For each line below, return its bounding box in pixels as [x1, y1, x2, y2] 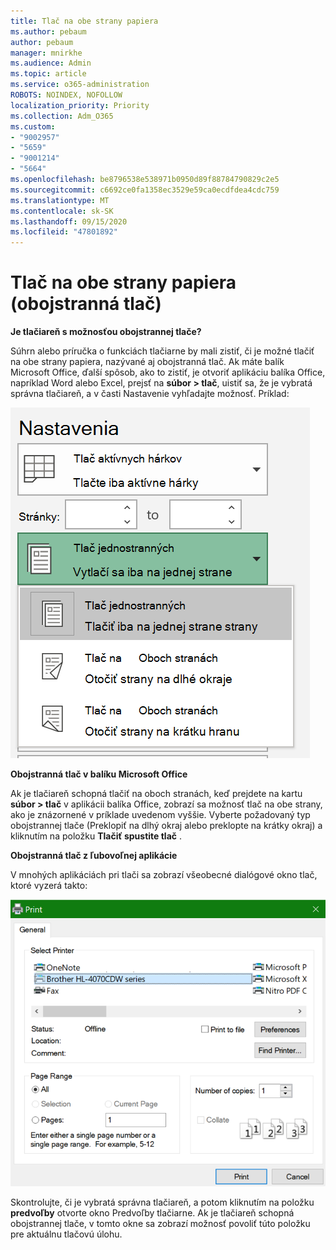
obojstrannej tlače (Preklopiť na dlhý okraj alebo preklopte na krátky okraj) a [10, 820, 323, 832]
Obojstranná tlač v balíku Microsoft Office [10, 768, 188, 780]
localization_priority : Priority [10, 100, 150, 110]
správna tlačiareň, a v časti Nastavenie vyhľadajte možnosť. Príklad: [10, 388, 290, 400]
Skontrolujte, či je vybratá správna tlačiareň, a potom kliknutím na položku [10, 1196, 315, 1208]
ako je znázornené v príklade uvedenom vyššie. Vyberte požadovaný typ [10, 809, 311, 821]
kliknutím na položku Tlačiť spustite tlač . [10, 830, 183, 842]
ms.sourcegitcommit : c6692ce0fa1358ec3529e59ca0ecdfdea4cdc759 [10, 185, 280, 195]
